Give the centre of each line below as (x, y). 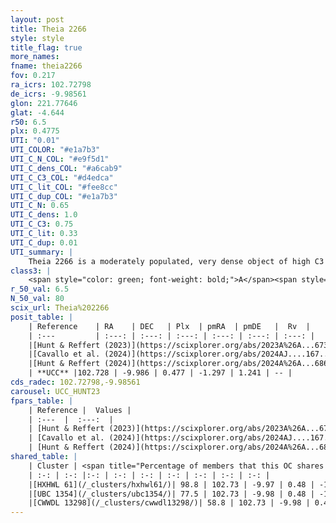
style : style (37, 38)
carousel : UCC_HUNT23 (55, 391)
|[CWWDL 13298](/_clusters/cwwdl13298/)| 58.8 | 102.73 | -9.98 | (169, 503)
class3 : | (31, 271)
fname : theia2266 (46, 66)
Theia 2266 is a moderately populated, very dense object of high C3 (176, 261)
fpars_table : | (42, 401)
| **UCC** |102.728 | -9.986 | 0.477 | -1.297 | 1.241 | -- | (160, 373)
